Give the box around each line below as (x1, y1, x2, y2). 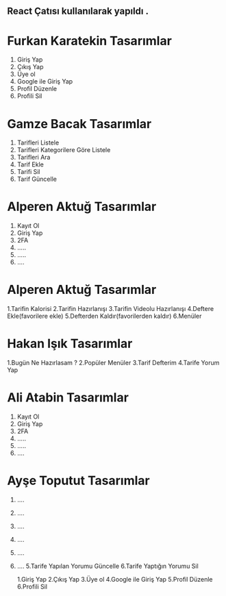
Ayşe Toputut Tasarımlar (7, 473, 150, 488)
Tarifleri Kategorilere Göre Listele (16, 146, 111, 154)
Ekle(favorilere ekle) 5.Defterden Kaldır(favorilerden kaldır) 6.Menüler (7, 312, 202, 321)
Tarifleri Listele (16, 138, 60, 147)
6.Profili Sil (16, 582, 48, 591)
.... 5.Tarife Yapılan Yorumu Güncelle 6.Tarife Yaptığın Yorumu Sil (16, 562, 199, 570)
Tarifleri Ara (16, 153, 51, 162)
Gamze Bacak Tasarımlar (7, 116, 152, 132)
